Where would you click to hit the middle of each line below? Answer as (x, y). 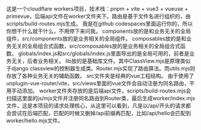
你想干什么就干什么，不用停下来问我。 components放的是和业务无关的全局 (99, 31)
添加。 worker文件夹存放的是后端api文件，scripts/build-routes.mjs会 (106, 91)
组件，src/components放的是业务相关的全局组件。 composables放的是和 (96, 38)
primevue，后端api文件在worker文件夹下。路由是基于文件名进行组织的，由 (98, 16)
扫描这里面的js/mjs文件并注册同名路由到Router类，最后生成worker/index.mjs (101, 98)
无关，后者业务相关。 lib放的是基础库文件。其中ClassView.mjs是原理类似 (101, 61)
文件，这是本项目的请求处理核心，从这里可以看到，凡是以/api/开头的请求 (96, 106)
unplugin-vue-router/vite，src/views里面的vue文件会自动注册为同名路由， (98, 83)
